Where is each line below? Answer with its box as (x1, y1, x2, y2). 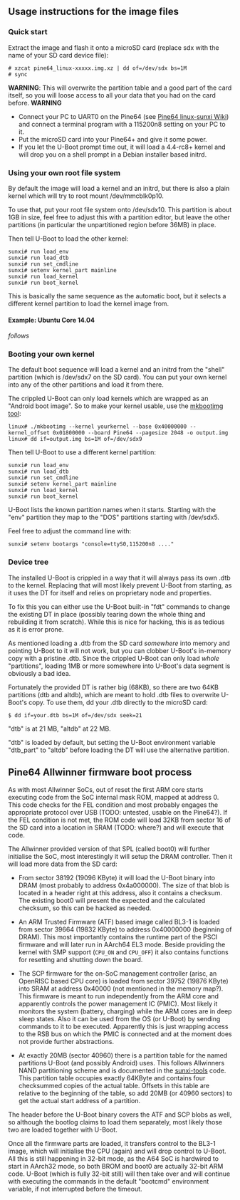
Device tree (8, 557, 49, 567)
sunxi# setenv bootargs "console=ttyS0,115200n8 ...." (8, 541, 174, 548)
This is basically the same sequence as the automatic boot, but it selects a (8, 291, 226, 300)
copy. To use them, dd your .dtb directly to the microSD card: (28, 698, 209, 706)
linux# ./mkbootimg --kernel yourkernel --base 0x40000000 (8, 423, 187, 430)
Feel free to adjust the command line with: (8, 527, 132, 536)
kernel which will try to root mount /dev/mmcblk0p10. (8, 192, 165, 200)
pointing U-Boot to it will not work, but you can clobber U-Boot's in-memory (8, 646, 231, 654)
